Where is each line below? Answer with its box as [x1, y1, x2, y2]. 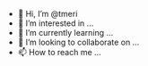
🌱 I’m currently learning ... [17, 28, 114, 37]
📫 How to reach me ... [17, 47, 101, 57]
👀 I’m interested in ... [17, 18, 94, 29]
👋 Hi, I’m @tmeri [17, 9, 78, 19]
